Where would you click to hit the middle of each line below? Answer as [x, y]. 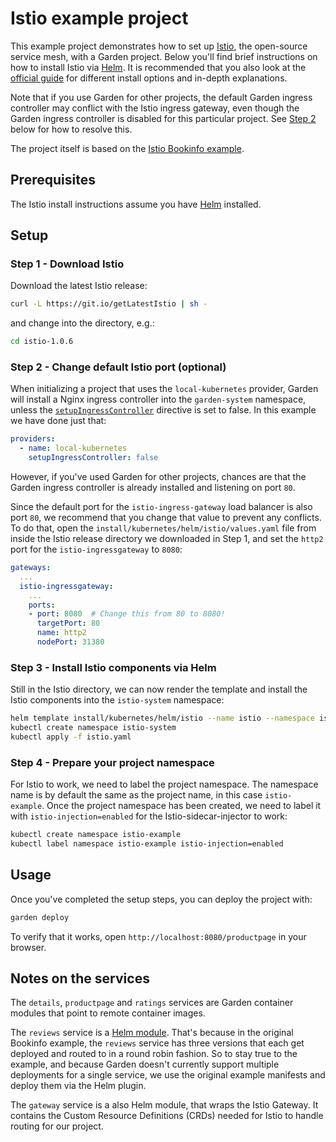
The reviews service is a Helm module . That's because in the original [152, 1033]
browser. [28, 947]
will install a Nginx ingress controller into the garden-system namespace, [158, 399]
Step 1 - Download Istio [67, 264]
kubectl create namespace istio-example [96, 835]
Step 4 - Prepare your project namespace [112, 762]
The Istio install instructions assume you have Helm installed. [136, 204]
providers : [33, 439]
